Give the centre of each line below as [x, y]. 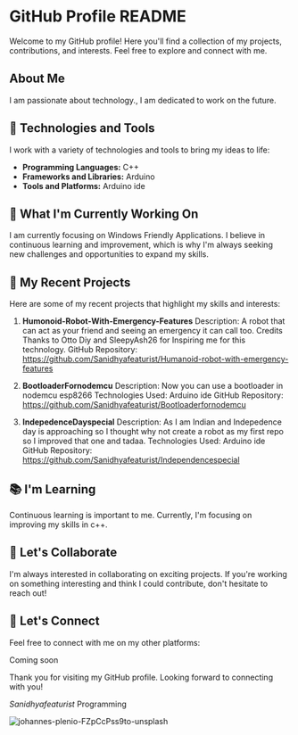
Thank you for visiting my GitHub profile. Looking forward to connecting [141, 677]
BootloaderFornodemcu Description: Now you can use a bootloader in [153, 386]
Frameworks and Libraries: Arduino [88, 177]
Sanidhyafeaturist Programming [68, 704]
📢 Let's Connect [54, 621]
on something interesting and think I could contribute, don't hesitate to [139, 583]
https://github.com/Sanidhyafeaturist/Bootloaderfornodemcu [134, 405]
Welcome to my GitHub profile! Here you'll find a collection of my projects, [146, 41]
